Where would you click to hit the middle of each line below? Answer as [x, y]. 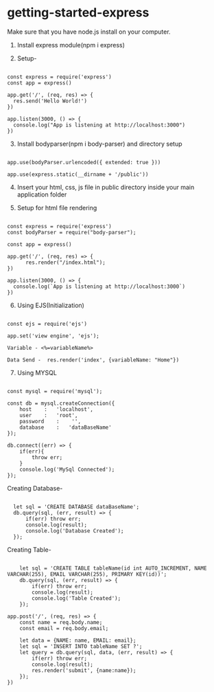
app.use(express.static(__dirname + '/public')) [78, 174]
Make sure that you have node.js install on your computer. [89, 32]
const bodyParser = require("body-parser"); [72, 232]
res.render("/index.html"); [66, 263]
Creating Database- [35, 488]
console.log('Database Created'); [75, 531]
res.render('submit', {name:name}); [84, 670]
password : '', [50, 421]
